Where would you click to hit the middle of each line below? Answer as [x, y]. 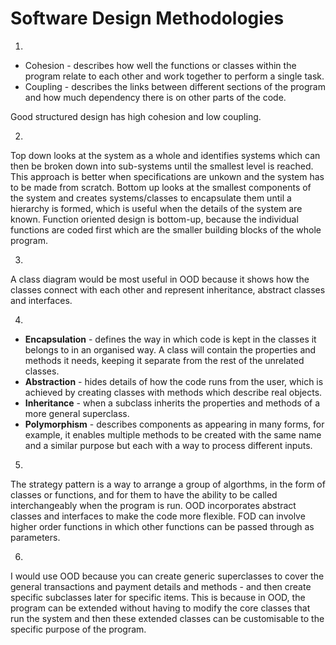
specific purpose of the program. [78, 629]
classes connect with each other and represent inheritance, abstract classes [168, 289]
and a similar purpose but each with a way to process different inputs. [168, 445]
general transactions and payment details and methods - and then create [161, 586]
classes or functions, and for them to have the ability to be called [144, 494]
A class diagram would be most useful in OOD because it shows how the [160, 279]
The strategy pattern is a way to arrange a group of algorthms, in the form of [168, 484]
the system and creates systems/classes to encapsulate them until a [151, 198]
